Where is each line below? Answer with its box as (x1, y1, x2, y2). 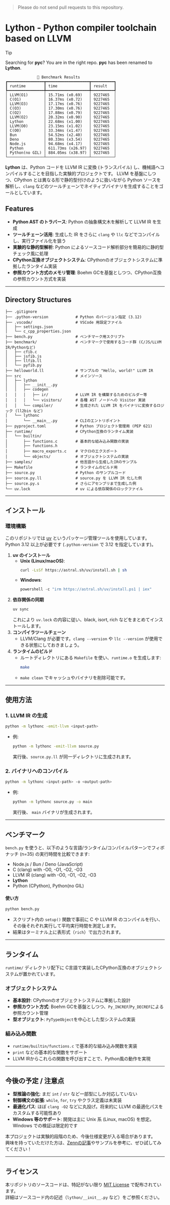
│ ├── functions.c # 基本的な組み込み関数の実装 (5, 439, 129, 444)
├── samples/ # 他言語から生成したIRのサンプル (5, 459, 138, 464)
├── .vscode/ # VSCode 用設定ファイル (5, 320, 122, 325)
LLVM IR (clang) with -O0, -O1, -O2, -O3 (12, 872, 97, 878)
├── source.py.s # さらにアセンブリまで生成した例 (5, 481, 137, 486)
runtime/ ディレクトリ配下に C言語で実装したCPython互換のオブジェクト (5, 964, 158, 970)
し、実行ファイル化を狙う (12, 238, 66, 244)
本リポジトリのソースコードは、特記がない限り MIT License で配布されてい (5, 1182, 162, 1188)
